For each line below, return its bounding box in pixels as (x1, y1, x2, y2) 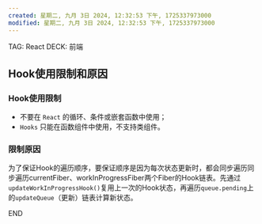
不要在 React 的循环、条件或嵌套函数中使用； (19, 112, 167, 122)
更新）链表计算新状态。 (60, 193, 138, 203)
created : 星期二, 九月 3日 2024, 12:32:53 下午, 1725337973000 (8, 11, 212, 20)
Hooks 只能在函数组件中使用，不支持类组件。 (19, 122, 165, 131)
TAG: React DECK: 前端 (8, 41, 84, 51)
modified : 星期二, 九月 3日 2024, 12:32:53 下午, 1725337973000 (8, 19, 215, 27)
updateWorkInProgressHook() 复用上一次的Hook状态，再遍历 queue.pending (8, 183, 248, 192)
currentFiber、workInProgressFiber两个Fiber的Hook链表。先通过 (28, 173, 241, 183)
